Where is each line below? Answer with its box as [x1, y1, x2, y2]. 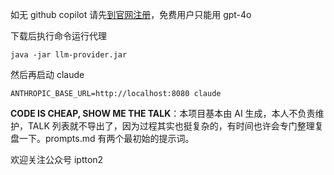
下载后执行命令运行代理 [10, 30, 107, 42]
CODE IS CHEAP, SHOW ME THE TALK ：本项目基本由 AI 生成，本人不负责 [10, 108, 316, 119]
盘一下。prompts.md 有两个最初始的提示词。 [10, 133, 195, 144]
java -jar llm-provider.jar [10, 50, 128, 60]
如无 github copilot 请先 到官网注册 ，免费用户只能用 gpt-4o [10, 9, 252, 20]
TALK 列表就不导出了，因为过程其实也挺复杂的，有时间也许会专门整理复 [27, 120, 324, 132]
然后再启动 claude [10, 69, 85, 80]
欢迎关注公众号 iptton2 [10, 154, 104, 165]
